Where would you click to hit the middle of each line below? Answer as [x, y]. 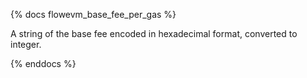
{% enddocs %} [43, 63]
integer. [26, 44]
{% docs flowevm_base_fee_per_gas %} [93, 14]
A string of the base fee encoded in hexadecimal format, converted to [154, 33]
